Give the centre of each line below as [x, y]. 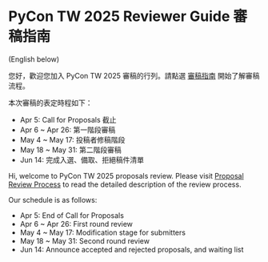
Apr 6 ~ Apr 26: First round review [76, 224]
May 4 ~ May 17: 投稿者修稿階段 [72, 139]
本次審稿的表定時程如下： [50, 103]
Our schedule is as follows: [53, 200]
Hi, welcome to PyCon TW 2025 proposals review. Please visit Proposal [126, 175]
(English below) [34, 59]
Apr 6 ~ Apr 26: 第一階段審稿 [68, 130]
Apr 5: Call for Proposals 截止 [68, 119]
